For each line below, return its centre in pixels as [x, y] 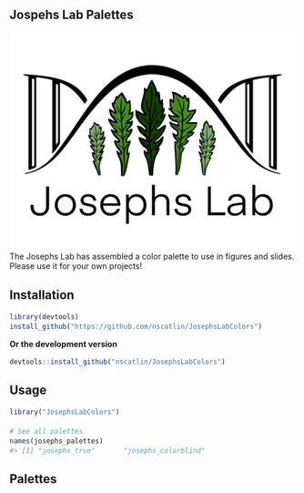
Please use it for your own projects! [76, 266]
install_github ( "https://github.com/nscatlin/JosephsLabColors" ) [136, 326]
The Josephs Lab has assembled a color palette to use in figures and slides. [152, 257]
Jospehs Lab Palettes [71, 15]
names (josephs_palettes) [56, 441]
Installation [42, 295]
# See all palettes [46, 432]
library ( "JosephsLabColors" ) [65, 412]
